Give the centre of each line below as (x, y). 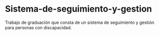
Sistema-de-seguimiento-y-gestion (79, 9)
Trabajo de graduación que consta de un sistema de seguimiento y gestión (80, 22)
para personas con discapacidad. (38, 27)
